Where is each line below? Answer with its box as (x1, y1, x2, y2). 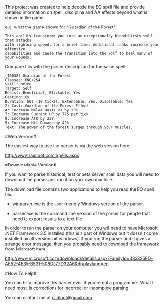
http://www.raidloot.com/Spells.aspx (5, 152, 80, 158)
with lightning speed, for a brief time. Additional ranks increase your (5, 42, 160, 47)
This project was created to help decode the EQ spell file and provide (5, 4, 145, 10)
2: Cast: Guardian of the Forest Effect (5, 103, 89, 108)
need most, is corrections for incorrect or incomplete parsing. (5, 285, 130, 291)
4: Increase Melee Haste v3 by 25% (5, 108, 78, 112)
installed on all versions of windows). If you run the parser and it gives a (5, 236, 151, 241)
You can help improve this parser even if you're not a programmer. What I (5, 280, 154, 285)
